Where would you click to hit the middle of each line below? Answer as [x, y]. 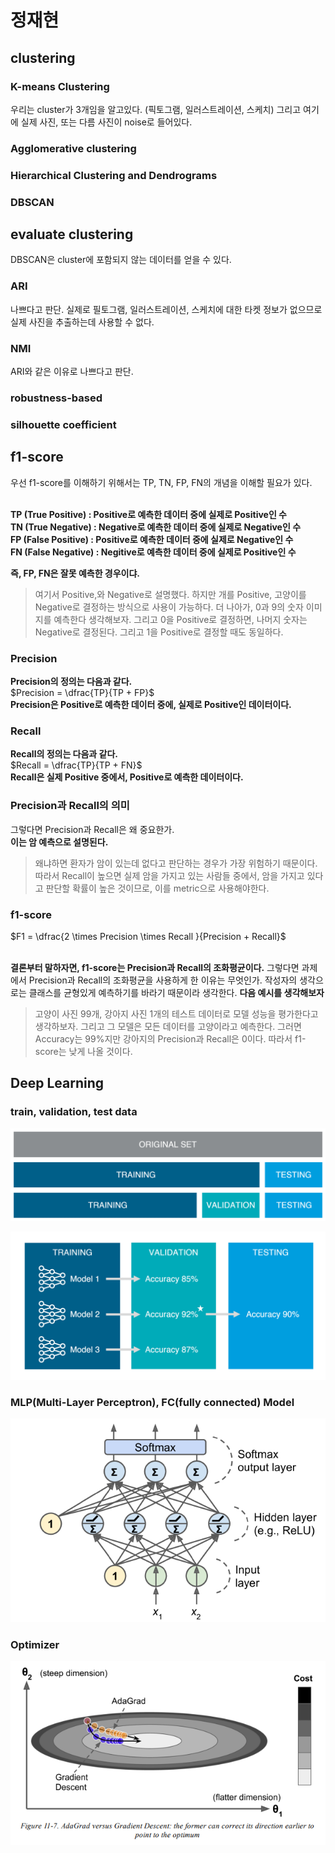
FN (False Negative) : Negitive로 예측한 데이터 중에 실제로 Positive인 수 [153, 552]
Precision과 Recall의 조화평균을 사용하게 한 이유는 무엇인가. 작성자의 [163, 980]
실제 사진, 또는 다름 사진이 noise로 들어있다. [106, 122]
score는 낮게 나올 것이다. [83, 1051]
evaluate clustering [72, 234]
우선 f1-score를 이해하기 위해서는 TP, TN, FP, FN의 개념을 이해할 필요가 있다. [161, 482]
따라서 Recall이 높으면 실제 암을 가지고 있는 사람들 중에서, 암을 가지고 [169, 875]
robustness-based [56, 398]
